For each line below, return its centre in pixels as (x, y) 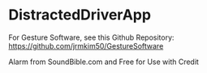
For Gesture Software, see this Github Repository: (91, 37)
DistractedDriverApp (80, 15)
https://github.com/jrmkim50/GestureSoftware (86, 45)
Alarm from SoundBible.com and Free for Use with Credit (103, 62)
